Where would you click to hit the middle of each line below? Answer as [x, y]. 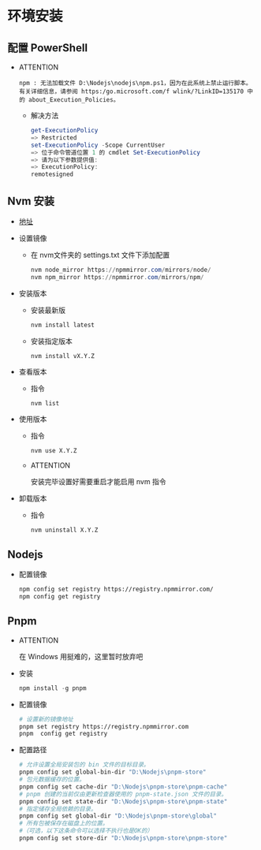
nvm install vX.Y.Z [63, 356]
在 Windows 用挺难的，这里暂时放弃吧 [81, 656]
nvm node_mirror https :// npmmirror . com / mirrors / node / [121, 270]
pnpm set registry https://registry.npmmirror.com [104, 726]
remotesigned [52, 174]
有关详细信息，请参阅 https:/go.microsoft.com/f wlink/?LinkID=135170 [131, 91]
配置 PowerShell [48, 48]
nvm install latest [63, 325]
